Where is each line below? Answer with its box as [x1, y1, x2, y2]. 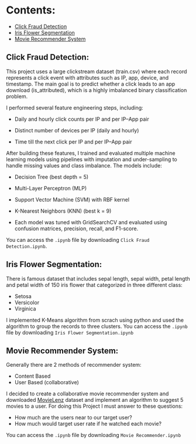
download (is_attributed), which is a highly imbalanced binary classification [6, 86, 187, 94]
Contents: [6, 4, 56, 17]
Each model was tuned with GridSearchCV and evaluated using [14, 218, 167, 226]
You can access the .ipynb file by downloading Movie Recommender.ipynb [6, 432, 181, 439]
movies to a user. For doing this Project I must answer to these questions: [6, 402, 183, 410]
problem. [6, 93, 28, 100]
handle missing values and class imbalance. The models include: [6, 162, 163, 169]
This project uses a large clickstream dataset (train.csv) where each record [6, 68, 187, 75]
